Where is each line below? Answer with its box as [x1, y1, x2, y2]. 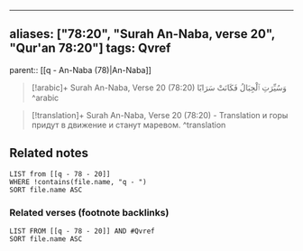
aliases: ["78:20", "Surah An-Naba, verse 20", [9, 26, 275, 42]
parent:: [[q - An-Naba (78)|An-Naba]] [9, 64, 151, 75]
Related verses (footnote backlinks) [9, 206, 170, 218]
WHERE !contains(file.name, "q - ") [9, 177, 147, 186]
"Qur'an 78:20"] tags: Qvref [9, 41, 171, 56]
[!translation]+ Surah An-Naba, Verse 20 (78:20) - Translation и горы [31, 109, 289, 120]
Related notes [9, 145, 88, 161]
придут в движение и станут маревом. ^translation [31, 119, 226, 130]
